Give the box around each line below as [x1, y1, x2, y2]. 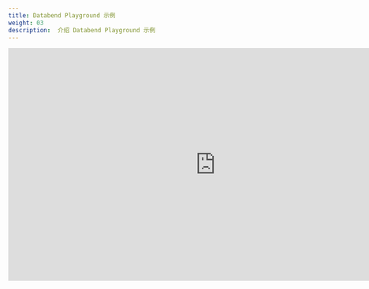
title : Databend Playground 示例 [8, 11, 116, 20]
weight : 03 [8, 19, 44, 27]
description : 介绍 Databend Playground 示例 [8, 26, 156, 34]
